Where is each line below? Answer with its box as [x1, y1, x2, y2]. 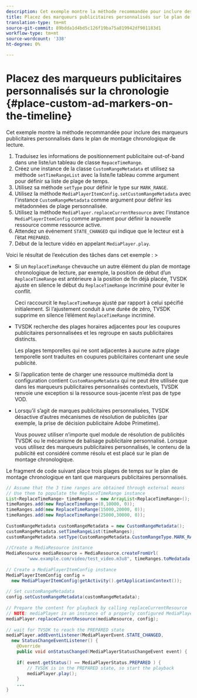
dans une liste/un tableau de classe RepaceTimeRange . [14, 159, 142, 166]
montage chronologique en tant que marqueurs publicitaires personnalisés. [6, 474, 188, 481]
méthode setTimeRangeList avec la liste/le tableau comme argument [14, 171, 179, 178]
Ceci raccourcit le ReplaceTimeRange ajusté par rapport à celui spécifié [14, 299, 184, 306]
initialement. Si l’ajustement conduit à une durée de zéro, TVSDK [14, 305, 171, 312]
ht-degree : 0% [6, 42, 41, 48]
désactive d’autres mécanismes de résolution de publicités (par [14, 413, 168, 420]
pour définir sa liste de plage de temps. [14, 177, 110, 184]
